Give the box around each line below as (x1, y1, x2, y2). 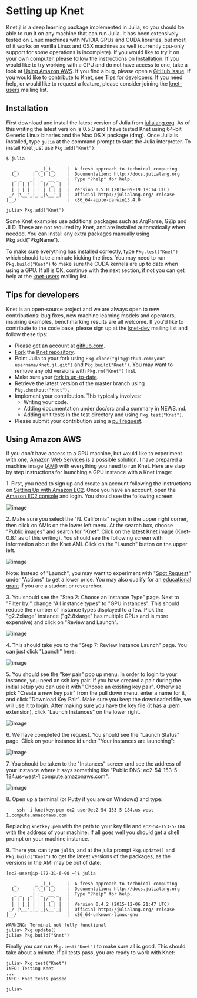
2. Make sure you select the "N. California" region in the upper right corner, (6, 516, 188, 523)
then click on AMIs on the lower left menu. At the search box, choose (6, 522, 173, 529)
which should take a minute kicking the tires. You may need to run (6, 254, 166, 261)
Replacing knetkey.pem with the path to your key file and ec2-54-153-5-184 (6, 823, 185, 830)
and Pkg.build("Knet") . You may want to (74, 361, 173, 368)
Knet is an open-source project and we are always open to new (6, 306, 160, 313)
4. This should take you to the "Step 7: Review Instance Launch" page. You (6, 642, 187, 649)
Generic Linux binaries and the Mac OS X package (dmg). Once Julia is (6, 132, 178, 139)
